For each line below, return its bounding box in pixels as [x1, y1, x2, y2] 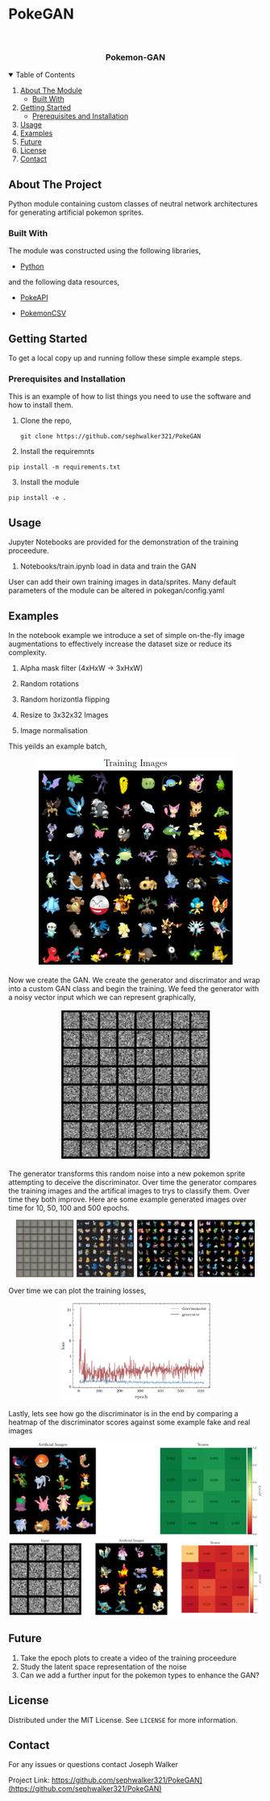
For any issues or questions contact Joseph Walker [8, 1760, 179, 1770]
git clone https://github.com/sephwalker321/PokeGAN [19, 432, 201, 440]
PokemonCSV [19, 308, 67, 319]
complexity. [8, 648, 47, 657]
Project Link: [8, 1775, 50, 1785]
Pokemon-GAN [105, 52, 166, 63]
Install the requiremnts [19, 447, 95, 457]
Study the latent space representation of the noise [19, 1661, 187, 1671]
